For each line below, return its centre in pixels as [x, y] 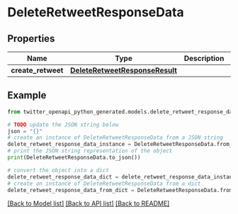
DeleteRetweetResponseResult [124, 70]
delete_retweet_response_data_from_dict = [71, 190]
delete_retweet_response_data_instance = [69, 145]
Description [204, 58]
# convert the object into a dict [58, 170]
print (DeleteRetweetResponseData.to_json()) [74, 158]
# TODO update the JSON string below [63, 125]
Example [27, 95]
